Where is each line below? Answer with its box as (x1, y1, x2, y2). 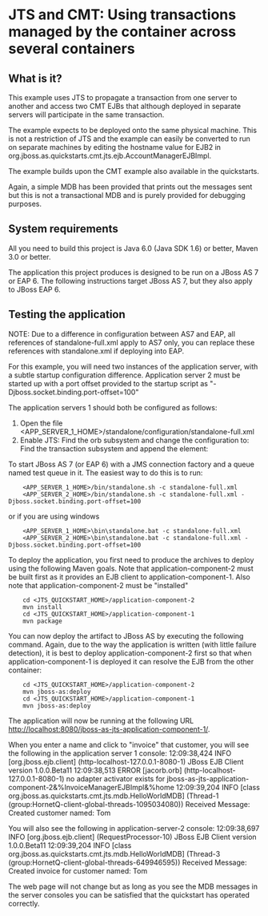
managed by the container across (8, 22, 237, 41)
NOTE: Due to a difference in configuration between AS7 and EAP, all (8, 329, 236, 338)
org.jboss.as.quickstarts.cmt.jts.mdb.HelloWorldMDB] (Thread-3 (8, 849, 221, 858)
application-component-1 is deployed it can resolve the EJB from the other (8, 656, 254, 666)
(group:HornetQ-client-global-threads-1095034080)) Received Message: (8, 799, 250, 809)
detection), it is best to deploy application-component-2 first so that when (8, 648, 252, 658)
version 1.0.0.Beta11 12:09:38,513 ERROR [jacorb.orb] (8, 765, 182, 775)
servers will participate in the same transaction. (8, 110, 165, 119)
